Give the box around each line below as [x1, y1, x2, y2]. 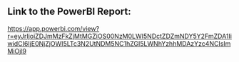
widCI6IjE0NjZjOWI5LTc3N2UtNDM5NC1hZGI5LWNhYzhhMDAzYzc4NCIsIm [7, 39, 231, 48]
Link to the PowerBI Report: [7, 6, 131, 18]
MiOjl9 [7, 46, 27, 55]
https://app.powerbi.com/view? [7, 24, 100, 32]
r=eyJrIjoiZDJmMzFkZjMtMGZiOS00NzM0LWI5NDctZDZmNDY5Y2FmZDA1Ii [7, 32, 232, 40]
